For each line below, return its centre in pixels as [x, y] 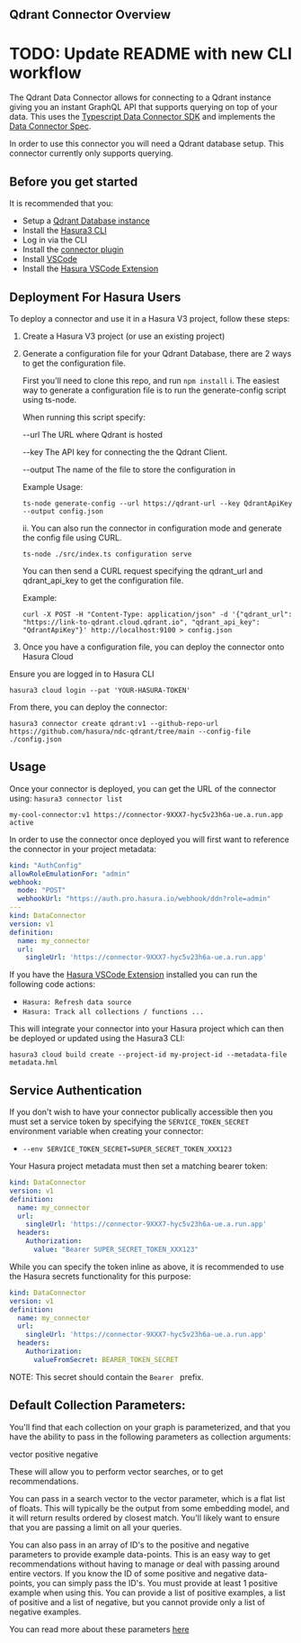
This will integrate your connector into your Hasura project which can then [147, 1029]
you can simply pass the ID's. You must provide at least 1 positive [157, 1583]
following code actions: [53, 985]
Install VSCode [50, 259]
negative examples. [45, 1611]
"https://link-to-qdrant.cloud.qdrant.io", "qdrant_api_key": [141, 622]
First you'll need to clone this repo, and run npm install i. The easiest [151, 380]
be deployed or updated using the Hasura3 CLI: [97, 1039]
